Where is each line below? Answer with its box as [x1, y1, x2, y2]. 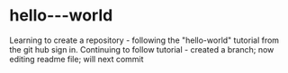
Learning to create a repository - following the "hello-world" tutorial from [9, 35, 280, 45]
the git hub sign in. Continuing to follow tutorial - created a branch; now [9, 44, 274, 54]
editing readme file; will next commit [9, 53, 144, 64]
